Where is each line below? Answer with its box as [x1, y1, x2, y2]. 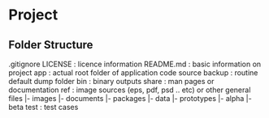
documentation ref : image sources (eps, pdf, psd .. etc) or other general [8, 85, 251, 95]
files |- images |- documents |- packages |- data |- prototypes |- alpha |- [8, 94, 252, 103]
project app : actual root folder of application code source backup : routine [8, 68, 258, 78]
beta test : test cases [8, 103, 79, 112]
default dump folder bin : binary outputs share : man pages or [8, 77, 215, 86]
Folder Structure [8, 38, 93, 52]
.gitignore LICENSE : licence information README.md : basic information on [8, 59, 262, 69]
